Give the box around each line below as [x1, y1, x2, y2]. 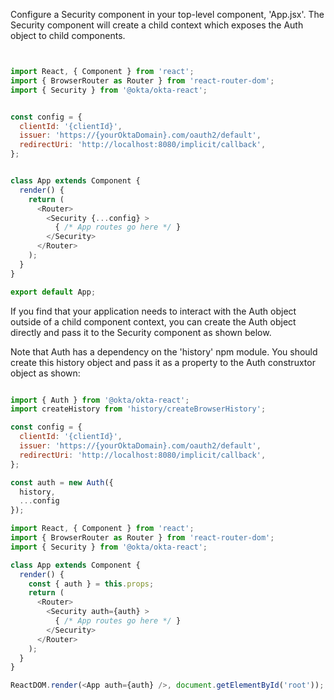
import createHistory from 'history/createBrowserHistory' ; [10, 404, 267, 414]
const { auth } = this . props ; [28, 579, 155, 589]
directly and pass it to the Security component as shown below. [10, 326, 272, 338]
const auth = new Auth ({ [10, 477, 114, 488]
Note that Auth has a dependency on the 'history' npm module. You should [10, 345, 318, 358]
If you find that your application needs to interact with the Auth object [10, 305, 297, 317]
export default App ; [10, 287, 97, 297]
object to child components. [10, 30, 126, 41]
